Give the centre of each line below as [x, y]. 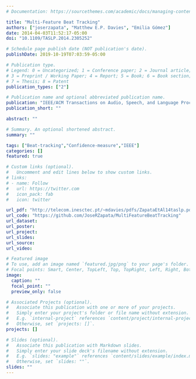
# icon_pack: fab [30, 194]
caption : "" [26, 281]
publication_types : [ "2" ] [37, 87]
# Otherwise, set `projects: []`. [50, 324]
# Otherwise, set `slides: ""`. [48, 362]
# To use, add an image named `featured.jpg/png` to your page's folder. [98, 264]
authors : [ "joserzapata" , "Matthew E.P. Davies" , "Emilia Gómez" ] [88, 28]
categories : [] [24, 151]
